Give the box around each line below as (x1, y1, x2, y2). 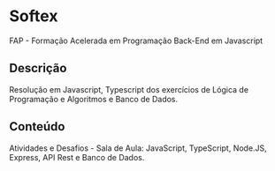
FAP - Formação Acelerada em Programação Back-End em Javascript (9, 35, 264, 46)
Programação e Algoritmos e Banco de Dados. (9, 93, 179, 104)
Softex (9, 6, 58, 26)
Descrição (9, 61, 67, 76)
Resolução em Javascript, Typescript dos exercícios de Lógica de (9, 84, 249, 94)
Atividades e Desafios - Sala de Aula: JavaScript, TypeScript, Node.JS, (9, 143, 267, 153)
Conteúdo (9, 119, 65, 134)
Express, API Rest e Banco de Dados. (9, 152, 145, 162)
